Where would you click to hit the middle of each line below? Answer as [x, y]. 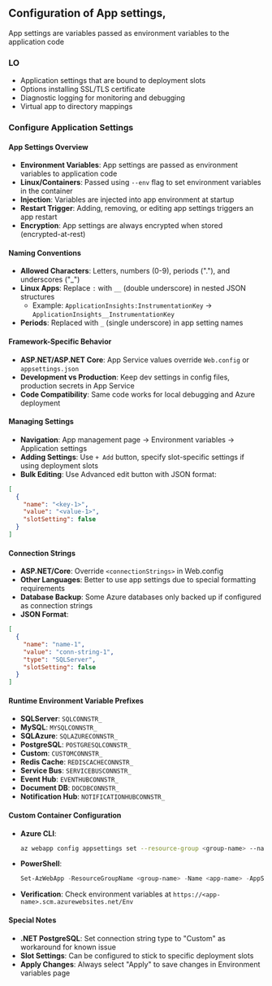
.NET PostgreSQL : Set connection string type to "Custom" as [123, 938]
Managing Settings [41, 422]
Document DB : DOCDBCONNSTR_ [70, 788]
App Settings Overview [48, 147]
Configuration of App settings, [87, 13]
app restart [39, 217]
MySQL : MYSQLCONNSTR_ [58, 727]
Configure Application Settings [71, 128]
